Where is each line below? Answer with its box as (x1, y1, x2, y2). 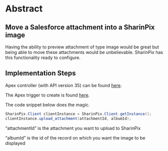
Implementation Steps (5, 69, 76, 77)
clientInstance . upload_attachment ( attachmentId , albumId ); (5, 116, 132, 121)
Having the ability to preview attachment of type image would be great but (5, 44, 159, 50)
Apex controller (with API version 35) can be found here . (5, 82, 122, 88)
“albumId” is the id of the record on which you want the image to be (5, 134, 146, 140)
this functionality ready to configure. (5, 54, 80, 60)
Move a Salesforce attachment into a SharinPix (5, 23, 155, 31)
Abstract (5, 3, 43, 14)
